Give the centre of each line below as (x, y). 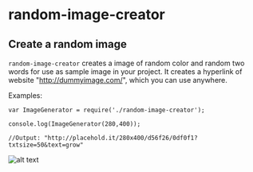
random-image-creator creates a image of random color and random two (126, 63)
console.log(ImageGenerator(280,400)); (75, 124)
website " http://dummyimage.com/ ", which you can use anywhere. (118, 80)
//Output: (25, 138)
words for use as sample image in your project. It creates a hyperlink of (125, 72)
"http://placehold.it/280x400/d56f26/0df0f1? (121, 138)
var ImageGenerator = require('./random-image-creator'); (107, 110)
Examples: (25, 96)
